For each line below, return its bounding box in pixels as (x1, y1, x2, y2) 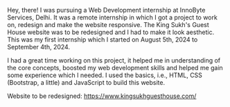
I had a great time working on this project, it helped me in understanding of (7, 56, 221, 65)
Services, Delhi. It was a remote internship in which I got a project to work (7, 13, 218, 22)
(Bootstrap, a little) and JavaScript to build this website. (7, 79, 165, 86)
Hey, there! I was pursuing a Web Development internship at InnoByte (7, 6, 206, 14)
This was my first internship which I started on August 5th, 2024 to (7, 35, 198, 44)
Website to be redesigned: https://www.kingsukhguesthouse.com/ (7, 92, 197, 100)
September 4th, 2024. (7, 43, 71, 51)
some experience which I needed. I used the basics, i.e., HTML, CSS (7, 71, 203, 79)
